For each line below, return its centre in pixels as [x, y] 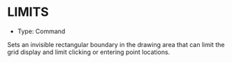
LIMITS [28, 12]
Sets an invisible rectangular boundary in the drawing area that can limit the [116, 44]
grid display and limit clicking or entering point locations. [89, 52]
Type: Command [41, 31]
